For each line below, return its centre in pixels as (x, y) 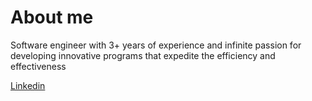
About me (52, 17)
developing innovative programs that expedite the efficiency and (143, 55)
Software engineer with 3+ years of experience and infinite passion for (156, 45)
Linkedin (28, 85)
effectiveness (38, 66)
